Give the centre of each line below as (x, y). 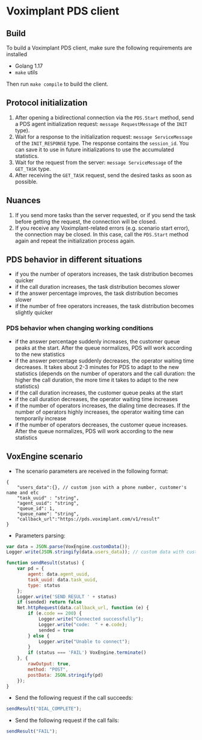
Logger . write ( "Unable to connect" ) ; (84, 641)
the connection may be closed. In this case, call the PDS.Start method (102, 234)
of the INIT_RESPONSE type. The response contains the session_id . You (102, 143)
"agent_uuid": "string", (48, 503)
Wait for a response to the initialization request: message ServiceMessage (104, 136)
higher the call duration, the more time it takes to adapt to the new (96, 380)
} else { (39, 636)
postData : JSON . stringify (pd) (66, 675)
